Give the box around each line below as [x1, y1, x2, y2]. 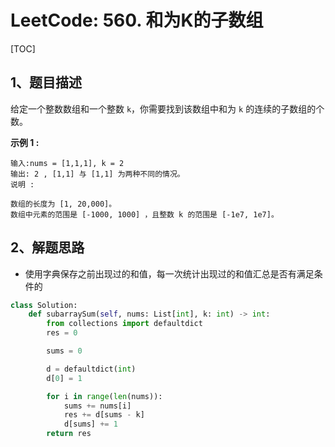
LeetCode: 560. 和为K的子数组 [10, 9, 264, 32]
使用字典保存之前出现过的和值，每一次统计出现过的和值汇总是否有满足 [24, 267, 315, 280]
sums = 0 [46, 346, 83, 356]
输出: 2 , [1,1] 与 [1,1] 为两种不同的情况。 [10, 169, 185, 179]
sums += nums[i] [63, 401, 132, 411]
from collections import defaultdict [46, 319, 203, 329]
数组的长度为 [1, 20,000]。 [10, 199, 117, 209]
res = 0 [46, 328, 78, 338]
